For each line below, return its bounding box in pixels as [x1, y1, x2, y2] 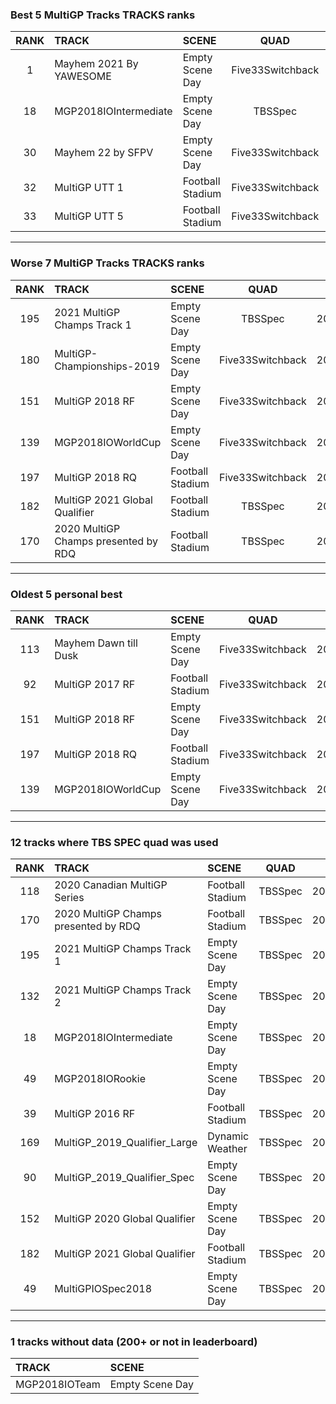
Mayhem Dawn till [54, 636, 138, 650]
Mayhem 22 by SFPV [54, 146, 154, 160]
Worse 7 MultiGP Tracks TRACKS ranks [10, 256, 205, 270]
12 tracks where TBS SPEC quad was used [10, 835, 219, 849]
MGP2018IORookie [54, 1072, 147, 1086]
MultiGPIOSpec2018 [54, 1282, 153, 1296]
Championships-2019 [54, 359, 160, 373]
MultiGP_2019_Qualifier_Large [54, 1136, 198, 1150]
